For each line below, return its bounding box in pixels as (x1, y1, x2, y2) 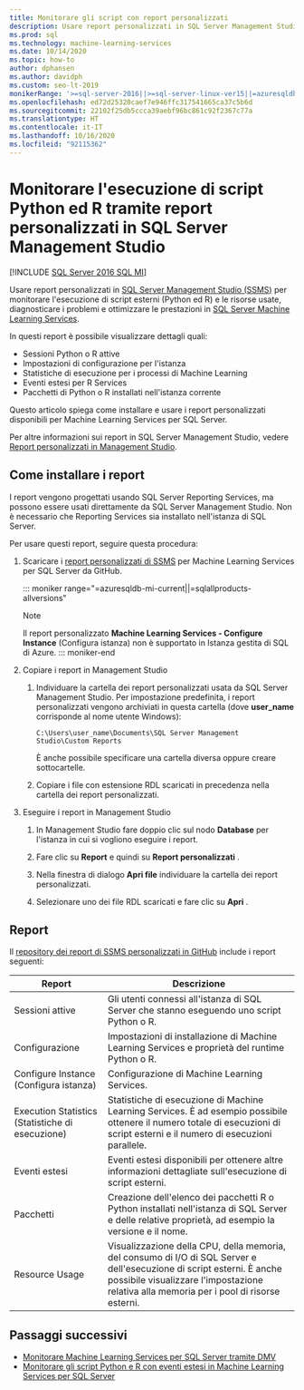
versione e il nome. (107, 1225, 188, 1238)
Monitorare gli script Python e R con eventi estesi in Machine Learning (22, 1361, 285, 1372)
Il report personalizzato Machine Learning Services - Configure (22, 627, 263, 638)
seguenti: (9, 956, 44, 967)
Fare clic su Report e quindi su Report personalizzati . (35, 851, 240, 862)
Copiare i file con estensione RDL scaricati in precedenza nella (35, 779, 270, 790)
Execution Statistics (14, 1105, 98, 1118)
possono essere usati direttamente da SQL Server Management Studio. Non (9, 501, 292, 512)
